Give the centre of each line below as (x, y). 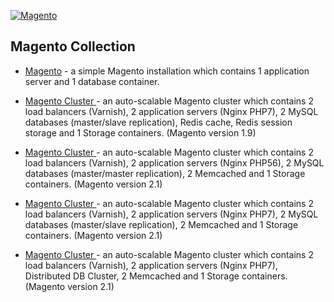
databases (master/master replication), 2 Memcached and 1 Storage (165, 173)
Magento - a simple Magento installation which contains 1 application (167, 71)
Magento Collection (73, 46)
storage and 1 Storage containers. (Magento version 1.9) (140, 132)
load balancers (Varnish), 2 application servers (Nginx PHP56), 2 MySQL (174, 162)
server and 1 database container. (92, 81)
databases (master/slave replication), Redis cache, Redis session (158, 122)
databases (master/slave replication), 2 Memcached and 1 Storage (161, 224)
